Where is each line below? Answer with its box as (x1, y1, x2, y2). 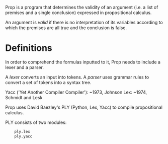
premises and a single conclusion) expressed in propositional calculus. (5, 10, 152, 16)
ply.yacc (14, 133, 33, 139)
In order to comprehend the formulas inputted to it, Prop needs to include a (5, 59, 161, 65)
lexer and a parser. (5, 64, 44, 70)
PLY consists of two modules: (5, 119, 67, 125)
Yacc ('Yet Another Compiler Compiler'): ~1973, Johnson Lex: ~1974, (5, 89, 147, 95)
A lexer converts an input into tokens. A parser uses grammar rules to (5, 74, 149, 80)
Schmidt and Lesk (5, 94, 43, 100)
